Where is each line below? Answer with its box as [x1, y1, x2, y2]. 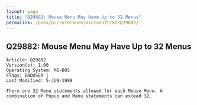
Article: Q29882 [6, 57, 46, 63]
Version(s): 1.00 [6, 63, 49, 68]
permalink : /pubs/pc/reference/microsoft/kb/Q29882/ [6, 19, 139, 25]
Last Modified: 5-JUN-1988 [6, 78, 73, 84]
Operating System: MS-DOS [6, 67, 70, 74]
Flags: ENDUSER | [6, 73, 49, 78]
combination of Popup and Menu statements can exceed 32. [6, 93, 152, 99]
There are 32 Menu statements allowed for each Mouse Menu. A [6, 88, 163, 94]
